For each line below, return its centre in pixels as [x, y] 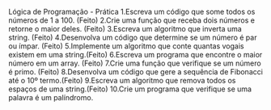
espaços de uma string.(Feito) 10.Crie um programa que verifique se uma [130, 89]
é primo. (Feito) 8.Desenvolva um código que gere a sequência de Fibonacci [135, 72]
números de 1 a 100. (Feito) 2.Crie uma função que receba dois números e [131, 20]
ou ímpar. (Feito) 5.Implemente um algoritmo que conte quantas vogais [126, 46]
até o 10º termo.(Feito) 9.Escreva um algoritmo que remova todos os [122, 80]
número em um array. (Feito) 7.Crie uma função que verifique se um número [135, 63]
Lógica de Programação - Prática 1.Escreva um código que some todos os [132, 12]
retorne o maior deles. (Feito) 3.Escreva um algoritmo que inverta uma [125, 29]
